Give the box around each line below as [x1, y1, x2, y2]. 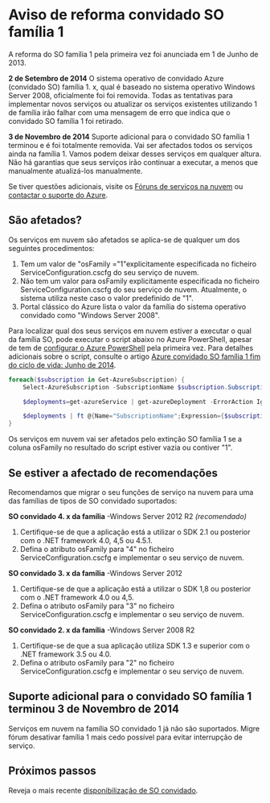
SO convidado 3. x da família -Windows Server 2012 [8, 568, 182, 578]
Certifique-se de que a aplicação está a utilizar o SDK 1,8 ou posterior [19, 583, 252, 593]
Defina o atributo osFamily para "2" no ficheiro [19, 657, 174, 667]
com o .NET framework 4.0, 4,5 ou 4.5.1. [19, 535, 153, 545]
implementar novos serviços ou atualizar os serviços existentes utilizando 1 [8, 99, 258, 109]
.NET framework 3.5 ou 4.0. [19, 649, 112, 659]
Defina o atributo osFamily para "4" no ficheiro [19, 544, 174, 554]
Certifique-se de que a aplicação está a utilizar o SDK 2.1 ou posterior [19, 527, 251, 537]
